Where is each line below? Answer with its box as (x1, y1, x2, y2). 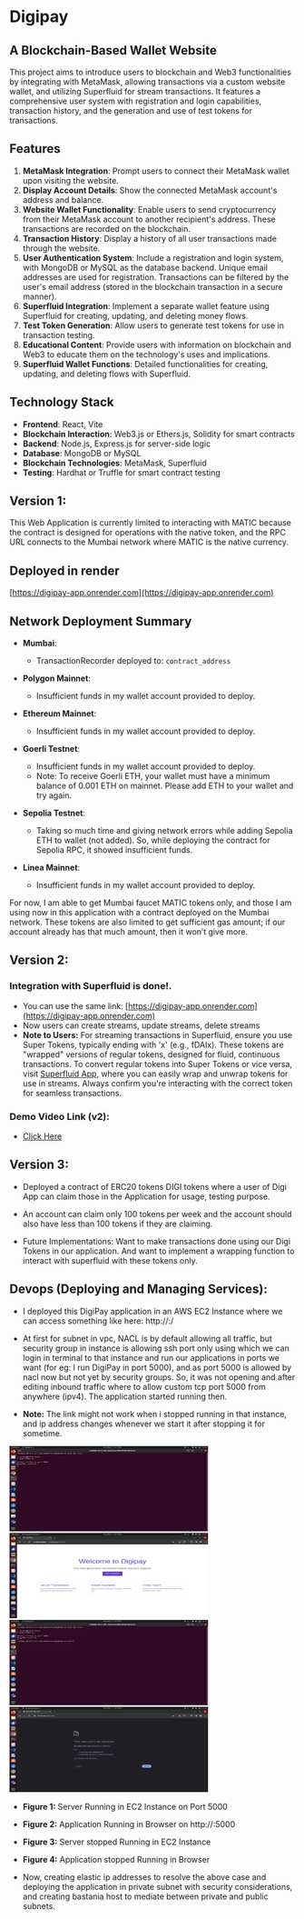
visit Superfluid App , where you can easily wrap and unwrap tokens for (22, 1068, 289, 1079)
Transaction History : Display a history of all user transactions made (22, 233, 277, 244)
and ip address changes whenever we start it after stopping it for (22, 1418, 266, 1429)
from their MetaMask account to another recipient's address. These (22, 214, 276, 225)
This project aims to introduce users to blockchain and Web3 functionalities (9, 66, 292, 77)
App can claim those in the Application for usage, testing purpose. (22, 1191, 270, 1202)
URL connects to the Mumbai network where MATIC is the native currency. (9, 536, 289, 547)
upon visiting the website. (22, 175, 120, 185)
